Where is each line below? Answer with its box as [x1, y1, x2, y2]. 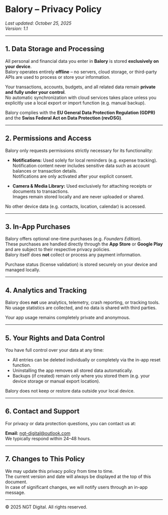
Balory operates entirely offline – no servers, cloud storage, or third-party [5, 69, 157, 75]
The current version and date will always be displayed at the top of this [5, 473, 151, 479]
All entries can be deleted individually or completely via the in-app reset [12, 357, 161, 362]
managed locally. [5, 267, 40, 273]
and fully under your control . [5, 89, 66, 95]
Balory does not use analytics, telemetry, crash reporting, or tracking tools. [5, 300, 160, 306]
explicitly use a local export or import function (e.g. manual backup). [5, 99, 146, 106]
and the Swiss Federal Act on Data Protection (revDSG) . [5, 114, 122, 121]
